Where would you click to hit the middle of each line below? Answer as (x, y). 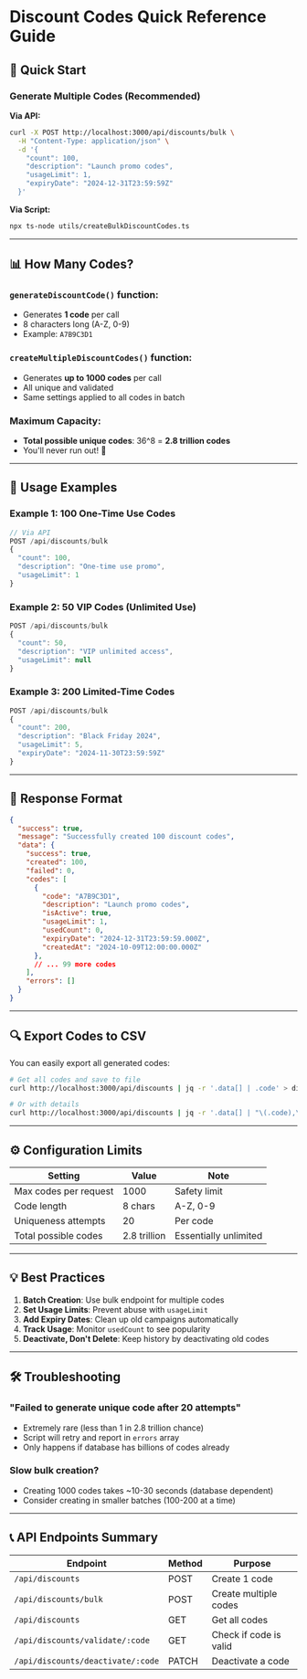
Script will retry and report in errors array (101, 1437)
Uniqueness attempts (60, 1221)
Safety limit (199, 1191)
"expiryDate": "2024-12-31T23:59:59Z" (100, 184)
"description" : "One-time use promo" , (92, 567)
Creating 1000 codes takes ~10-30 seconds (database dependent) (148, 1490)
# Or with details (44, 1104)
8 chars (138, 1206)
